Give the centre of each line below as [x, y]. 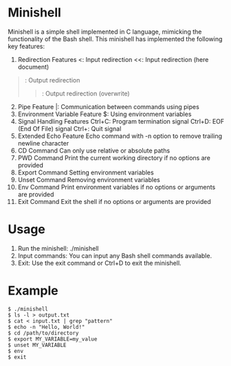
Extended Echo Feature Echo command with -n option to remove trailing [120, 136]
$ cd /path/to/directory [43, 333]
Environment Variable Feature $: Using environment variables [104, 114]
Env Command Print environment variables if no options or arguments [117, 187]
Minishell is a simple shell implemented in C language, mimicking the [105, 32]
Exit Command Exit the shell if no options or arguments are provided [114, 201]
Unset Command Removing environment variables [89, 179]
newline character [43, 143]
